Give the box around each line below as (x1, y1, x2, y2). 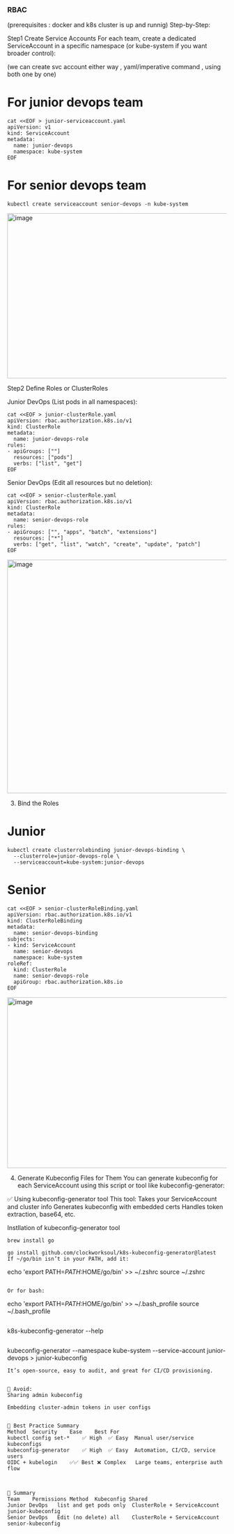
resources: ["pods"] (13, 454, 73, 461)
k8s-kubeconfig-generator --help (7, 1326, 104, 1336)
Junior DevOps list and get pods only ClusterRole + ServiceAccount (7, 1502, 219, 1509)
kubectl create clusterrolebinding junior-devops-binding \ (7, 847, 186, 854)
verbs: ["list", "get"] (13, 460, 82, 468)
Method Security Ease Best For (7, 1428, 120, 1435)
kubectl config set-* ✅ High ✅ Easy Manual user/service (7, 1435, 194, 1442)
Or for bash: (7, 1287, 45, 1294)
